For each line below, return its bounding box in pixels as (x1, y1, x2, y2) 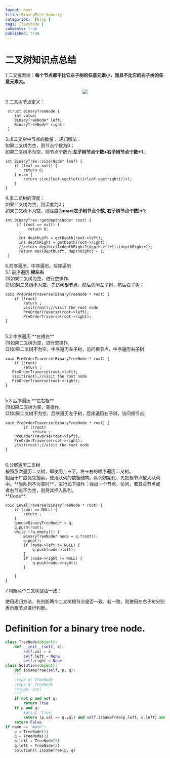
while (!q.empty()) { (14, 529, 60, 535)
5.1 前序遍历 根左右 (5, 269, 45, 275)
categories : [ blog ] (5, 17, 51, 22)
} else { (14, 172, 33, 177)
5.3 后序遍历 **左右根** (5, 397, 55, 403)
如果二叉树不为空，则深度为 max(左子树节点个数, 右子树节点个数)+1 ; (5, 207, 146, 213)
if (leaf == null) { (14, 163, 58, 168)
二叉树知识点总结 (5, 54, 77, 66)
